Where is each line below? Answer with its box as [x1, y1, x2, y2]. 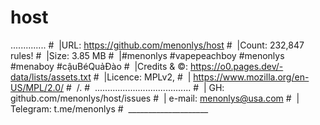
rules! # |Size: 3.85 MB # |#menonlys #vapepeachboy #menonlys [10, 49, 285, 61]
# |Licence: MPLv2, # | [93, 71, 192, 83]
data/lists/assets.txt [10, 71, 92, 83]
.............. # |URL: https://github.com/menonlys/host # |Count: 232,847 [10, 39, 305, 51]
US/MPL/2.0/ [10, 81, 65, 93]
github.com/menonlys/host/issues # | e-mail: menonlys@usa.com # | [10, 92, 300, 104]
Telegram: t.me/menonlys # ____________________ [10, 102, 209, 115]
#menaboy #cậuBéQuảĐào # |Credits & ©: [10, 60, 189, 72]
